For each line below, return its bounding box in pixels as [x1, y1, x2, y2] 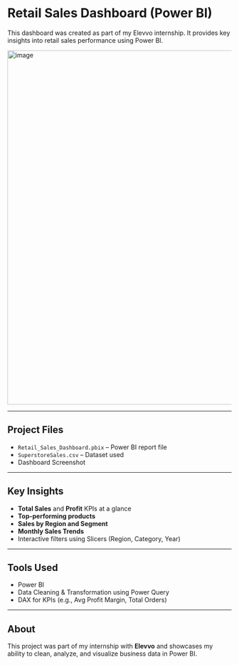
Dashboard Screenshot [17, 458, 86, 466]
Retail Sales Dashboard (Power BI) [7, 5, 213, 21]
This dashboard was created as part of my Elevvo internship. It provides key [7, 28, 230, 37]
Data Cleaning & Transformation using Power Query [17, 588, 169, 597]
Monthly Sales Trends [17, 527, 84, 535]
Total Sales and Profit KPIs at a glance [17, 504, 132, 513]
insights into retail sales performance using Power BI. [7, 36, 164, 44]
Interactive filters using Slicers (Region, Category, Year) [17, 534, 181, 543]
